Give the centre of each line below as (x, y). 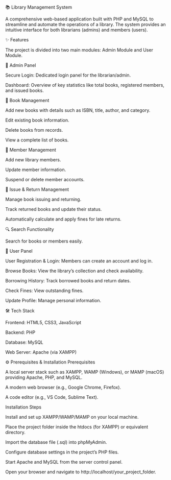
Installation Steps (23, 407)
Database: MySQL (24, 342)
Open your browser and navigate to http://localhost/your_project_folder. (81, 472)
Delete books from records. (34, 130)
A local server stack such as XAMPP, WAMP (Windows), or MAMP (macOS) (85, 372)
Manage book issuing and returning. (43, 199)
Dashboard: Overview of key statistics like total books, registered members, (85, 85)
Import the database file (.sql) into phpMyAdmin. (56, 442)
